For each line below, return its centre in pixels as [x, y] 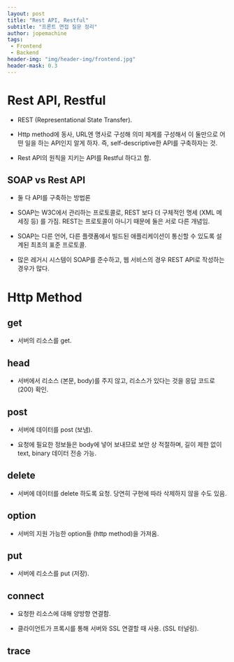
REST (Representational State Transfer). [75, 120]
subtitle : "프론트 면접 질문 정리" [52, 27]
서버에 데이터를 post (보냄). [55, 430]
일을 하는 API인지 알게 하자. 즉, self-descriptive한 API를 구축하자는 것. [121, 143]
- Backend [24, 53]
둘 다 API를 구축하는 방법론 [54, 198]
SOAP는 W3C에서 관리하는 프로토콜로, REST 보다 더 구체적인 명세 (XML [116, 213]
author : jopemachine [37, 33]
